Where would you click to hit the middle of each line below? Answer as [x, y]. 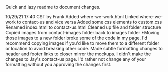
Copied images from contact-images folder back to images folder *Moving [82, 33]
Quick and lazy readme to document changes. [53, 7]
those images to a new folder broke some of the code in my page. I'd [76, 38]
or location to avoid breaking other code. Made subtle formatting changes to [84, 48]
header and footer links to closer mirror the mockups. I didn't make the [78, 54]
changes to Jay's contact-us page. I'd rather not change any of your [76, 59]
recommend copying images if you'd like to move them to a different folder [82, 43]
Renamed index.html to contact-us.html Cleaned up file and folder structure [83, 27]
